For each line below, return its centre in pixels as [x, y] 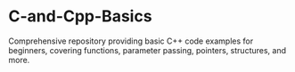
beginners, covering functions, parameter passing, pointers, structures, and [147, 50]
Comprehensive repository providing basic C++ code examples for [131, 41]
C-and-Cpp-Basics [80, 16]
